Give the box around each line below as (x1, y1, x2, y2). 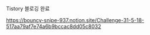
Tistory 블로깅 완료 (6, 5, 50, 12)
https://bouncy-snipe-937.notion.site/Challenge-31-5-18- (6, 17, 144, 23)
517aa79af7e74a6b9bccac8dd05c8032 (6, 23, 102, 30)
